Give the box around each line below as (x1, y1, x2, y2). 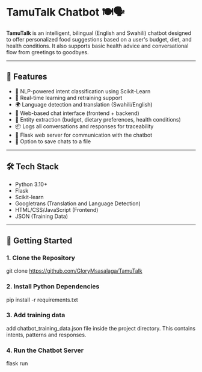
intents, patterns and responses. (6, 331, 87, 338)
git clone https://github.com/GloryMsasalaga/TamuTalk (6, 267, 142, 274)
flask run (6, 360, 28, 367)
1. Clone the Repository (6, 253, 75, 262)
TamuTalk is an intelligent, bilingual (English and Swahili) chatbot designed (6, 29, 191, 37)
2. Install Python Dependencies (6, 282, 100, 291)
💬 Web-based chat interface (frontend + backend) (14, 110, 139, 117)
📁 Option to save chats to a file (14, 137, 91, 145)
